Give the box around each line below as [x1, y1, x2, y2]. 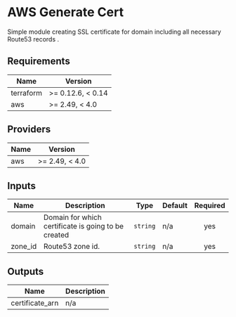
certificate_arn [11, 298, 59, 308]
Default [162, 201, 188, 211]
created [43, 230, 70, 240]
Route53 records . [7, 34, 60, 43]
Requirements [7, 56, 70, 67]
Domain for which [43, 212, 102, 222]
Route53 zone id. [43, 242, 100, 252]
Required [194, 201, 225, 211]
